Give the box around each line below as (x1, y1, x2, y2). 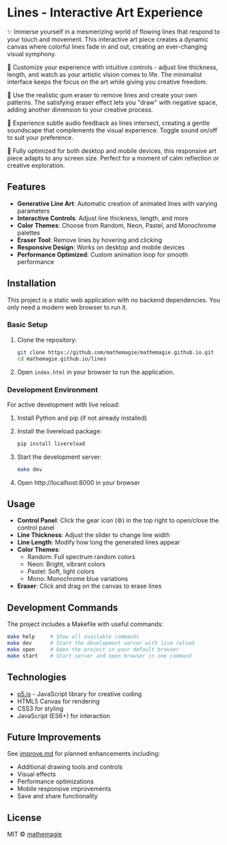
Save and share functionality (16, 792, 98, 800)
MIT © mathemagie (7, 830, 62, 838)
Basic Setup (7, 320, 48, 330)
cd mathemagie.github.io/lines (16, 355, 107, 362)
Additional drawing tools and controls (16, 763, 123, 771)
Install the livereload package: (16, 427, 102, 435)
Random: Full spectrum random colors (27, 553, 136, 561)
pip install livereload (16, 440, 86, 447)
